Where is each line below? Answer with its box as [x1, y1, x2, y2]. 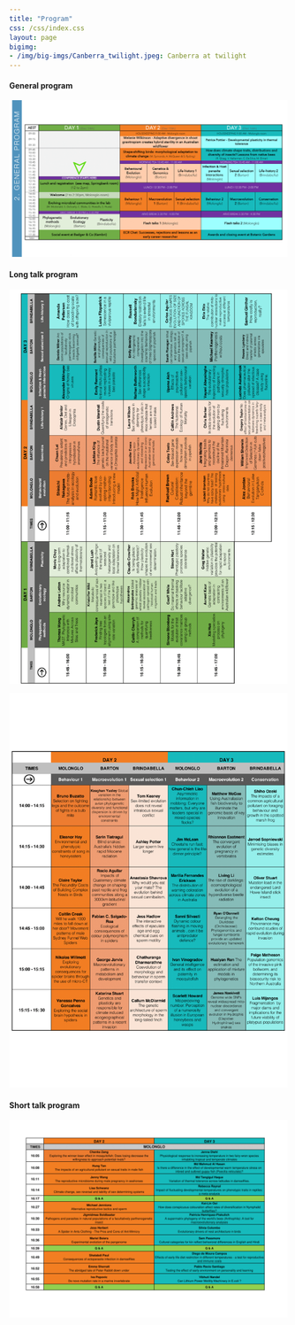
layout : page [9, 33, 57, 42]
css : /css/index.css [9, 23, 86, 33]
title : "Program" [9, 14, 73, 23]
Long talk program [9, 268, 78, 279]
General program [9, 80, 73, 90]
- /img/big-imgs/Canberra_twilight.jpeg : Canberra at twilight [9, 51, 247, 61]
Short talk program [9, 1099, 80, 1111]
